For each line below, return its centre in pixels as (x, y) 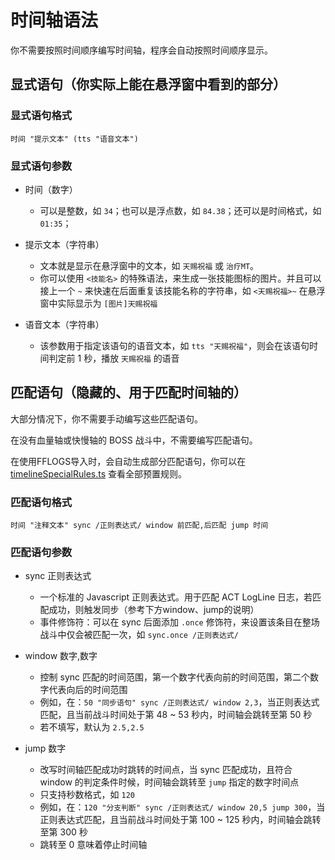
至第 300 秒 (63, 832)
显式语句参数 (41, 166)
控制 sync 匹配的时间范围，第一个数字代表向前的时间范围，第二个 (174, 677)
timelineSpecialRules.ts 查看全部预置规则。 (99, 473)
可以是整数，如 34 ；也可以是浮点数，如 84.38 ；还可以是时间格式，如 (180, 210)
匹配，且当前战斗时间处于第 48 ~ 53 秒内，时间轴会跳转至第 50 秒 (176, 715)
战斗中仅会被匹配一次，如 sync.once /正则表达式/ (139, 635)
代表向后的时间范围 (88, 690)
